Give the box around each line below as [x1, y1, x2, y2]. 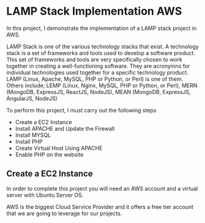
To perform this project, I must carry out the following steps [6, 106, 157, 114]
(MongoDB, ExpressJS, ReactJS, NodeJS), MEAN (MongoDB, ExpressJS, [6, 88, 191, 95]
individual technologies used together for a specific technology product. [6, 68, 188, 76]
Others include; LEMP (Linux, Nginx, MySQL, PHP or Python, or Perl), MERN [6, 81, 198, 89]
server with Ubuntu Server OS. [6, 191, 84, 199]
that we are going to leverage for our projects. [6, 210, 122, 217]
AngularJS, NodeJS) [6, 95, 58, 102]
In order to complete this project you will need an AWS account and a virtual [6, 185, 198, 192]
